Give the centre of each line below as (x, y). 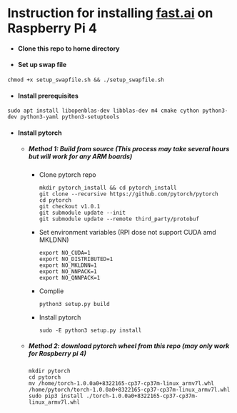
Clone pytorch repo (67, 174)
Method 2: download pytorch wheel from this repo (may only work (129, 346)
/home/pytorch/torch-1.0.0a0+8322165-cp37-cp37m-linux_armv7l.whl (129, 389)
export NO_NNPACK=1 (68, 271)
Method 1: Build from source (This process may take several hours (129, 149)
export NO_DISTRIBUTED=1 (76, 259)
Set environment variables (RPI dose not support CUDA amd (127, 232)
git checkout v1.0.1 (70, 206)
